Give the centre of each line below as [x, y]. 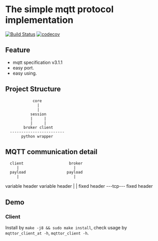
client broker [46, 163]
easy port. [23, 67]
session [38, 114]
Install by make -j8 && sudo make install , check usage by [66, 228]
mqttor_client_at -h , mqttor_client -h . [47, 233]
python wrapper [37, 136]
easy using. [25, 73]
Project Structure [33, 89]
